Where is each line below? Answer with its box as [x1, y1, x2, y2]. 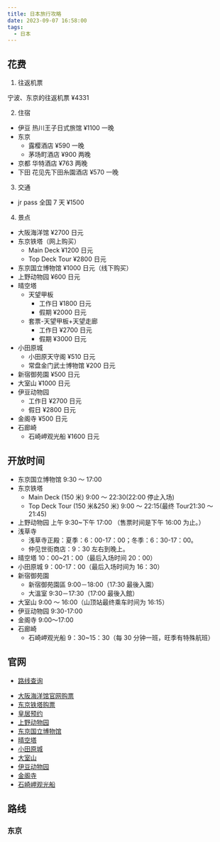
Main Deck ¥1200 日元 [28, 246, 94, 255]
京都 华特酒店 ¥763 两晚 [17, 159, 88, 167]
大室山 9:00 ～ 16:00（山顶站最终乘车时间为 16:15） [17, 597, 169, 606]
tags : [7, 23, 23, 31]
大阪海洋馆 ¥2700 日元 [17, 228, 84, 237]
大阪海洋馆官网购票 [17, 691, 75, 699]
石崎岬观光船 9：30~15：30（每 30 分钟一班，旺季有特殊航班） [28, 633, 214, 642]
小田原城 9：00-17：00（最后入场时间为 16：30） [17, 562, 164, 571]
